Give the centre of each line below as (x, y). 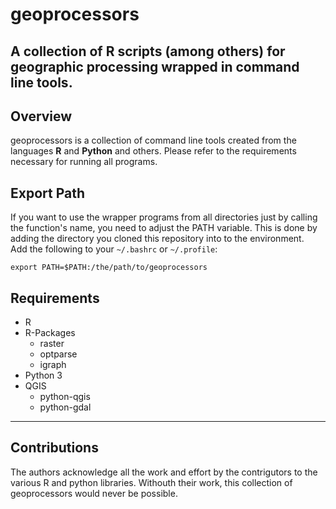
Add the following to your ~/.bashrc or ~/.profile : (114, 249)
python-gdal (65, 407)
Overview (41, 116)
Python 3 (43, 375)
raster (52, 344)
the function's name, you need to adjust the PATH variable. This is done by (164, 228)
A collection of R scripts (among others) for (148, 51)
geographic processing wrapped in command (155, 66)
